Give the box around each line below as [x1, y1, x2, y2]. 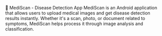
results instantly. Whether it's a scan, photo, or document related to [5, 15, 145, 21]
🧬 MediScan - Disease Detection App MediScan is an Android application [5, 5, 157, 10]
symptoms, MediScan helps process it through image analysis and [5, 20, 143, 26]
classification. [5, 26, 34, 32]
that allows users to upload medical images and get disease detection [5, 10, 150, 16]
